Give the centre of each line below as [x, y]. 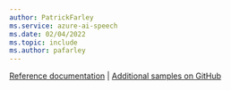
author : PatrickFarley [51, 17]
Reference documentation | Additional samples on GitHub [115, 76]
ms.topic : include [43, 42]
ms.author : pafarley [48, 51]
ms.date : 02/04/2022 [48, 34]
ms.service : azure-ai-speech [64, 26]
